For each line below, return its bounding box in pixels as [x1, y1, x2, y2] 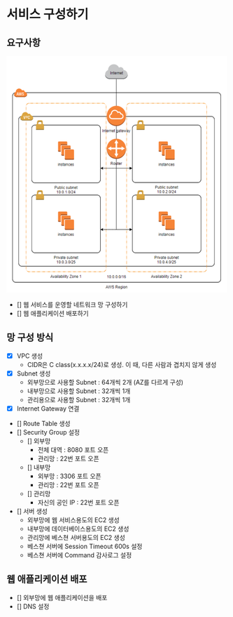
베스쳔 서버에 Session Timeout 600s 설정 [27, 542, 143, 550]
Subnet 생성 [16, 369, 51, 378]
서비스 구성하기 [6, 6, 89, 22]
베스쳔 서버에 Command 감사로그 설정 [27, 550, 132, 559]
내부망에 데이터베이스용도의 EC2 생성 [27, 524, 129, 533]
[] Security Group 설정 [16, 427, 80, 436]
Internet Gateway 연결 [16, 404, 80, 413]
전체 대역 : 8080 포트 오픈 [37, 445, 109, 453]
